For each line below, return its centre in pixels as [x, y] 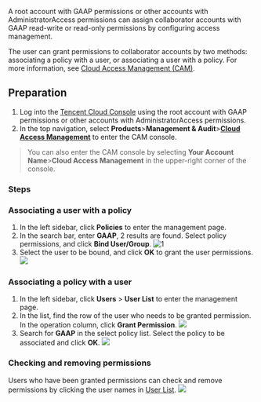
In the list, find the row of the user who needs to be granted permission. [135, 316]
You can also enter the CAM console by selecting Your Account [130, 152]
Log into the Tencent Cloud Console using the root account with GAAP [133, 111]
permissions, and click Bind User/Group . [85, 244]
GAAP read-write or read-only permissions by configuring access [114, 28]
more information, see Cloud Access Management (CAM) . [101, 68]
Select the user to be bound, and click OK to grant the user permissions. [136, 252]
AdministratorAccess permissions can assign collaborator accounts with [125, 20]
